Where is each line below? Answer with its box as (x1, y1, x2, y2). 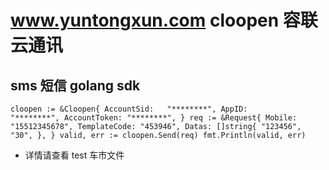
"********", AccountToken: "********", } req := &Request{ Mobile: (10, 113, 298, 123)
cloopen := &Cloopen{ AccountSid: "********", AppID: (10, 104, 248, 114)
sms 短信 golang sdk (10, 77, 141, 94)
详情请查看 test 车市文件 (24, 149, 125, 161)
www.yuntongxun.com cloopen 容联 (10, 9, 318, 32)
